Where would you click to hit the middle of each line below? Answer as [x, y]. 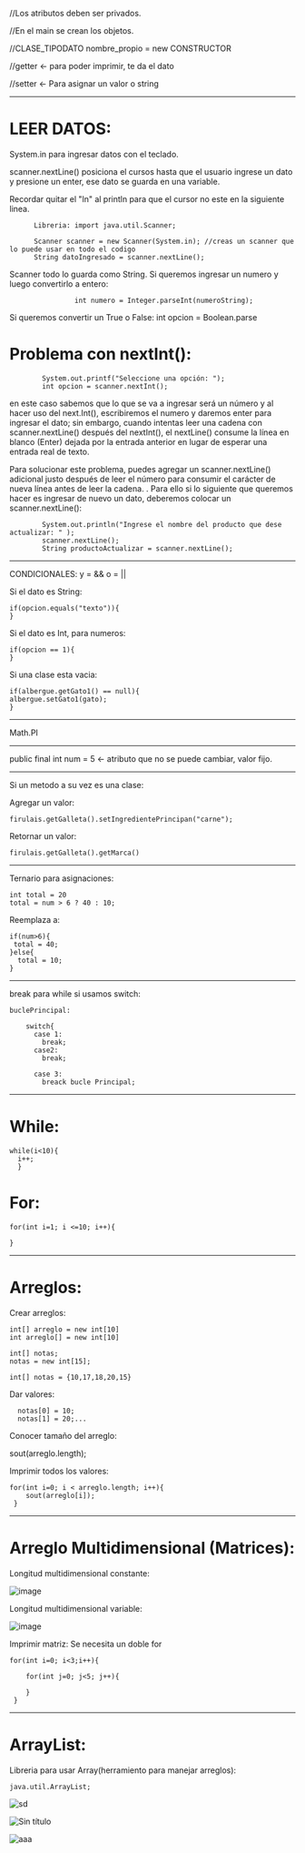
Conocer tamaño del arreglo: [63, 1435]
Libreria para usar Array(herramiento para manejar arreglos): [123, 1770]
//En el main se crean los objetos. [72, 30]
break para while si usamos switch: [75, 993]
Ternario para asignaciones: [62, 878]
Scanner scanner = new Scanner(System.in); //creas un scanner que [164, 241]
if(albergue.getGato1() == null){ [75, 691]
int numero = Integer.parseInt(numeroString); [164, 300]
